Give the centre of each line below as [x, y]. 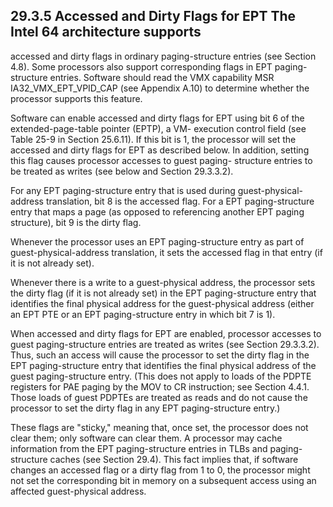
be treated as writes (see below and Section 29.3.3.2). [122, 171]
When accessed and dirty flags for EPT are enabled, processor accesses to [166, 333]
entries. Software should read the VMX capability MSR [162, 77]
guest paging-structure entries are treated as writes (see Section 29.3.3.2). [165, 344]
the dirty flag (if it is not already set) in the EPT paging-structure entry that [163, 293]
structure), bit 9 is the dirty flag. [76, 222]
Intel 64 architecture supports [106, 32]
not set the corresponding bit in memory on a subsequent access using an [163, 480]
